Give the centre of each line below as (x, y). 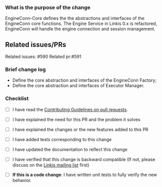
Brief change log (26, 70)
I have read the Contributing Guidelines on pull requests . (70, 109)
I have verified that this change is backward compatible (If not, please (84, 160)
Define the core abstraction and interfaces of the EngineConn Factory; (84, 80)
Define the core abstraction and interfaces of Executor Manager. (78, 86)
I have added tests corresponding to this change (62, 139)
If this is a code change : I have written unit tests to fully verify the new (85, 175)
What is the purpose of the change (48, 7)
